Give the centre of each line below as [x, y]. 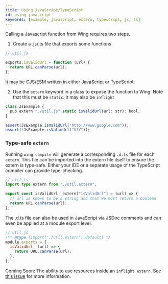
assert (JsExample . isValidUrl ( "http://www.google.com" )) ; [67, 125]
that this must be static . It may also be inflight [64, 97]
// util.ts [17, 180]
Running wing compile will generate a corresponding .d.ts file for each [80, 154]
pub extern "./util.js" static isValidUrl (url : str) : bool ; [75, 111]
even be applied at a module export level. [49, 223]
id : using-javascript [28, 15]
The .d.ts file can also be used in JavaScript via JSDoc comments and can [83, 218]
